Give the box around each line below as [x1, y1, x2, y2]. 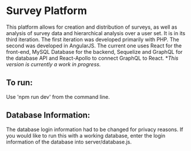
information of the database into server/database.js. [6, 138, 132, 145]
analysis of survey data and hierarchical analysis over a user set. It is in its [6, 29, 186, 36]
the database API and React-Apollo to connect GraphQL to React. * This [6, 54, 179, 61]
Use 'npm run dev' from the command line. [6, 93, 110, 100]
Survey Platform [6, 4, 87, 18]
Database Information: [6, 110, 91, 121]
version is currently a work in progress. [6, 60, 101, 68]
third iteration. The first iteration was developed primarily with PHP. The [6, 36, 179, 43]
